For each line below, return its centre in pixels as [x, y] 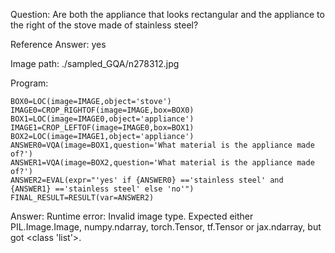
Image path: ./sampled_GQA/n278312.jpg [95, 63]
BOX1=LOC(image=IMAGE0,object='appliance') [102, 119]
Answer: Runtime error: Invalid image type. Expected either [132, 216]
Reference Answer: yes [58, 44]
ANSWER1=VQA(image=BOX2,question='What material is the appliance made [162, 163]
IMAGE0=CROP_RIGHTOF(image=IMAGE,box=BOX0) [102, 110]
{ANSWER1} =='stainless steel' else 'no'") [102, 189]
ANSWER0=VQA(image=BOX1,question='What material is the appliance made [162, 145]
